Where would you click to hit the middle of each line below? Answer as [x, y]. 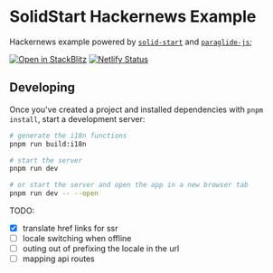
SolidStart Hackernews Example [133, 17]
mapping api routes [58, 259]
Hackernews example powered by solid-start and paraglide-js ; [131, 42]
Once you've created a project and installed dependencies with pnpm [136, 109]
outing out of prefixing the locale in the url [101, 249]
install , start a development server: [77, 118]
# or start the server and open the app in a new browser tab [129, 185]
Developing [42, 88]
